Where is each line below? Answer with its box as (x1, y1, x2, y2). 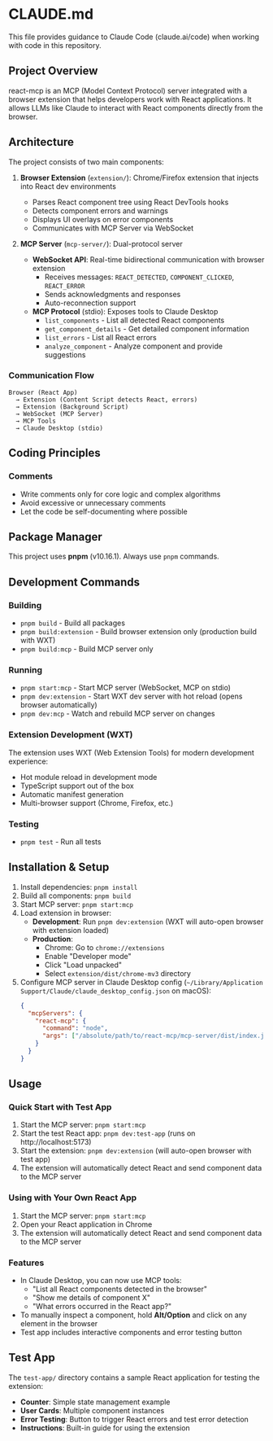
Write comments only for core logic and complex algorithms (19, 489, 221, 499)
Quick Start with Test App (8, 1102, 112, 1113)
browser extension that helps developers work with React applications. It (8, 94, 252, 104)
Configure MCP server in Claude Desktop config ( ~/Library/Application (19, 977, 263, 987)
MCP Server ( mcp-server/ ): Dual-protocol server (19, 239, 183, 248)
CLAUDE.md (8, 5, 94, 24)
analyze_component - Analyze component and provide (44, 341, 223, 351)
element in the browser (19, 1319, 98, 1329)
